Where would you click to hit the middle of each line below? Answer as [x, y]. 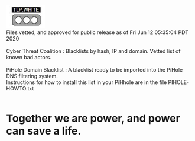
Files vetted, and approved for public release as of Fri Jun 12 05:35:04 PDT [97, 32]
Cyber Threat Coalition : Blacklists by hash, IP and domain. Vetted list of [94, 51]
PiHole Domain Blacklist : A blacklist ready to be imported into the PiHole [95, 70]
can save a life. [44, 131]
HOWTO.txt [20, 88]
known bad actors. [29, 57]
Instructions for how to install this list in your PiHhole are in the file [87, 82]
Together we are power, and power [93, 118]
